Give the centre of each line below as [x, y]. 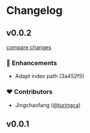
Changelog [34, 11]
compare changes [29, 47]
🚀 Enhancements [32, 63]
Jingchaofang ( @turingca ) [48, 105]
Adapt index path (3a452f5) [50, 76]
